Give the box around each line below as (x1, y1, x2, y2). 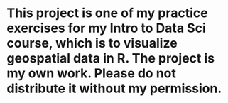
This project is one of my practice (6, 5, 208, 21)
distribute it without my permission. (6, 80, 222, 97)
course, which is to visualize (6, 36, 178, 51)
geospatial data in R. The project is (6, 50, 215, 67)
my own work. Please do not (6, 65, 177, 82)
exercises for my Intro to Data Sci (6, 20, 207, 36)
